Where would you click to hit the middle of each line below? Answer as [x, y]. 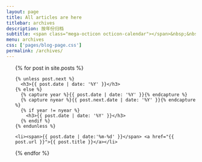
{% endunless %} [35, 126]
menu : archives [25, 40]
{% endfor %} [32, 153]
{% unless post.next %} [45, 79]
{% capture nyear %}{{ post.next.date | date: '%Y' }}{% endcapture [108, 100]
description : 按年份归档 [35, 28]
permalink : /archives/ [35, 51]
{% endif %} [35, 121]
